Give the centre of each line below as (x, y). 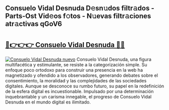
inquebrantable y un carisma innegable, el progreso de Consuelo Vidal (78, 97)
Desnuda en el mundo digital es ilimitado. (48, 102)
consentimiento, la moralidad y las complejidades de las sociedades (76, 81)
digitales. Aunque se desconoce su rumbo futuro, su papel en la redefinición (85, 86)
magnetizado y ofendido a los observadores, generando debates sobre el (81, 75)
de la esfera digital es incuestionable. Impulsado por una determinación (79, 91)
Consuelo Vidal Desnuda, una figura (114, 59)
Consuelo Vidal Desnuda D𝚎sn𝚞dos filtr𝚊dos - (80, 8)
